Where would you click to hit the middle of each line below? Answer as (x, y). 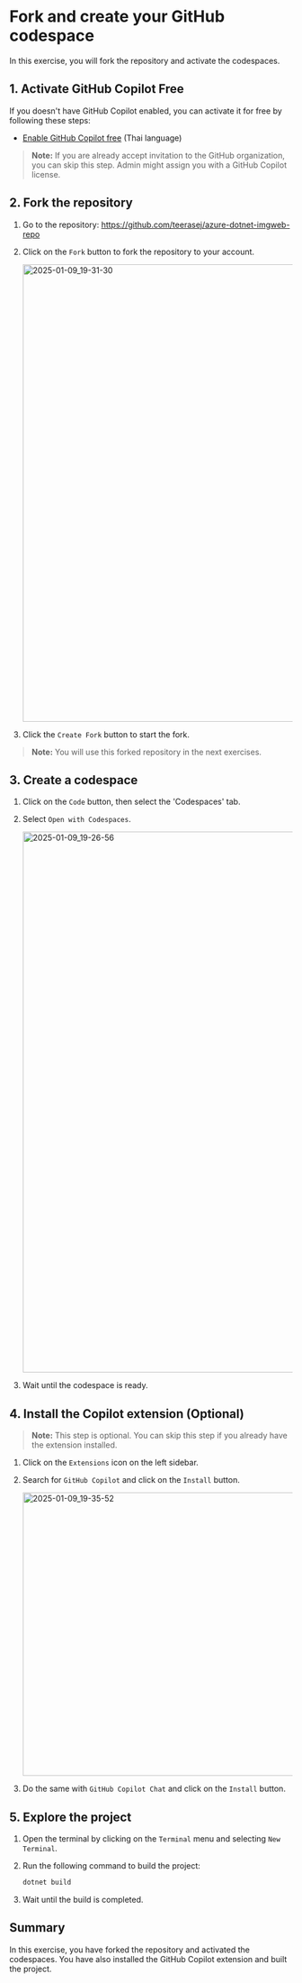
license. (46, 174)
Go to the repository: (61, 224)
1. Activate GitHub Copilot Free (97, 89)
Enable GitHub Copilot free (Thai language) (102, 138)
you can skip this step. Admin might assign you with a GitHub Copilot (159, 165)
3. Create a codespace (74, 780)
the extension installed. (74, 1445)
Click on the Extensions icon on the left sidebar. (111, 1463)
